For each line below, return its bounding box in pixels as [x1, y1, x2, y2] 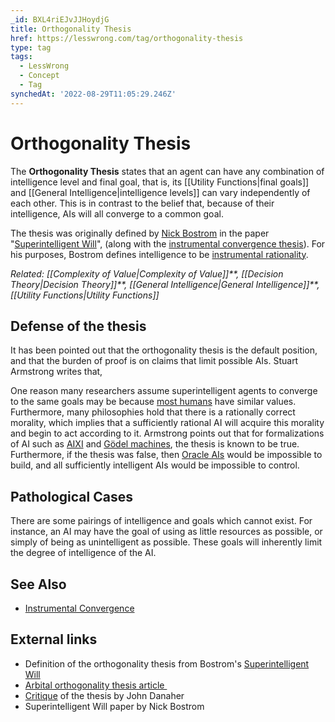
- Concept [19, 71, 60, 81]
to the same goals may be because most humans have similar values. [10, 396, 297, 408]
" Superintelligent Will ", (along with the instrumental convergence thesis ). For [10, 237, 326, 250]
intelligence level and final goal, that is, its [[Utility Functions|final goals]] [10, 176, 310, 188]
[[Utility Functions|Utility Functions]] [10, 289, 160, 301]
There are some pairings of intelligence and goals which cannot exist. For [10, 515, 313, 527]
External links [10, 631, 98, 648]
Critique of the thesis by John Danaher [24, 689, 185, 701]
